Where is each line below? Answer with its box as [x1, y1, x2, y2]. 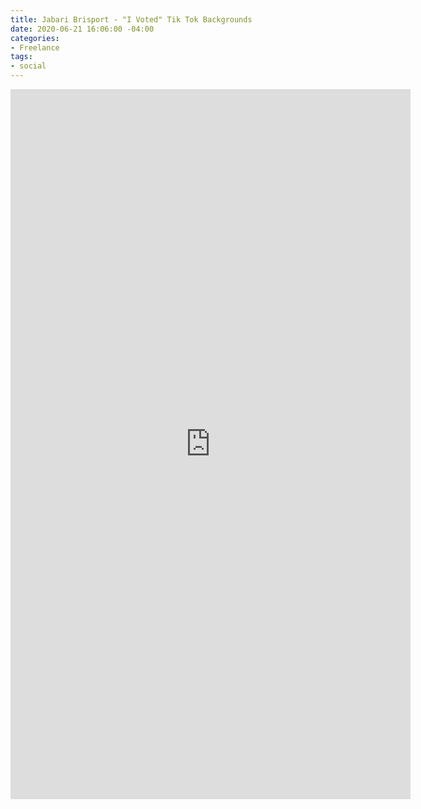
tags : [10, 52, 33, 62]
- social [10, 61, 47, 71]
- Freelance [10, 42, 60, 53]
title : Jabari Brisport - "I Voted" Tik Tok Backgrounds [10, 14, 253, 25]
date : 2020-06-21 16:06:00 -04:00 [10, 24, 155, 34]
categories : [10, 33, 60, 43]
